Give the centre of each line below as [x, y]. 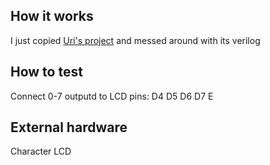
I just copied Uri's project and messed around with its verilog [135, 40]
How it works [52, 16]
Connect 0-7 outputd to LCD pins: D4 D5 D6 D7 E [112, 96]
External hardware [69, 127]
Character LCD [41, 151]
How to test [46, 72]
